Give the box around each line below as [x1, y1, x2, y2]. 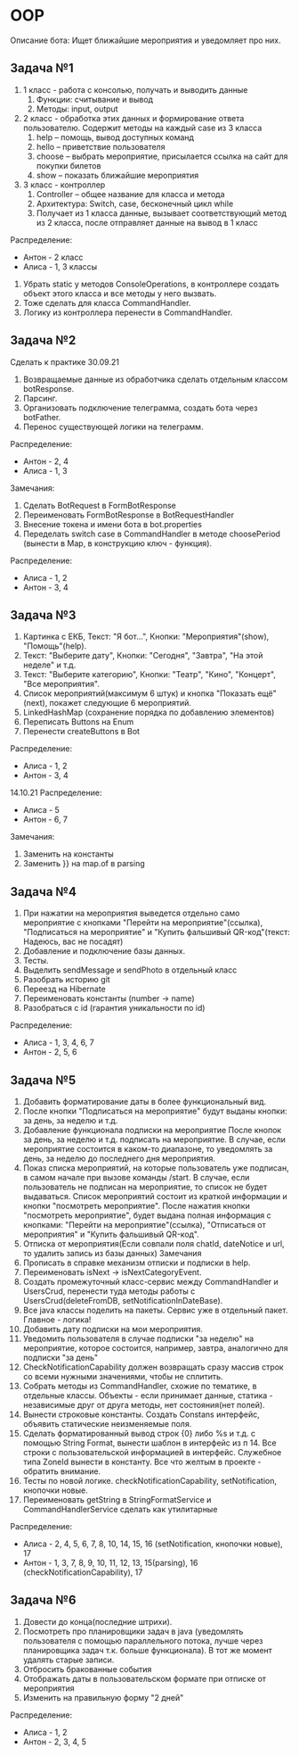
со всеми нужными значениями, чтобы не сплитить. [22, 1371, 223, 1381]
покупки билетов [36, 160, 101, 170]
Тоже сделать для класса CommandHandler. [22, 297, 191, 308]
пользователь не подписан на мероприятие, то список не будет [22, 1181, 268, 1192]
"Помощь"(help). [22, 641, 87, 651]
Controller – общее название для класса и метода [36, 188, 225, 199]
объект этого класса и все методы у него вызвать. [22, 287, 217, 299]
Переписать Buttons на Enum [22, 716, 134, 727]
